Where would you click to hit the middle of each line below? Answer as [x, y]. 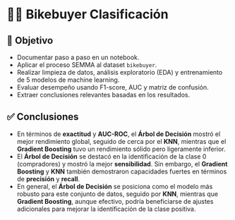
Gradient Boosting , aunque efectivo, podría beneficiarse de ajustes [115, 201]
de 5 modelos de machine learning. [68, 80]
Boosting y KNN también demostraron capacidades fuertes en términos [122, 171]
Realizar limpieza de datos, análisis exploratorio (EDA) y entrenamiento [120, 72]
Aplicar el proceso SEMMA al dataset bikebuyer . [87, 65]
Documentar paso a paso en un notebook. [78, 57]
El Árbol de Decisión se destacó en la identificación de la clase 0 [112, 156]
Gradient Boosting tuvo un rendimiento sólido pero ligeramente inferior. [121, 149]
